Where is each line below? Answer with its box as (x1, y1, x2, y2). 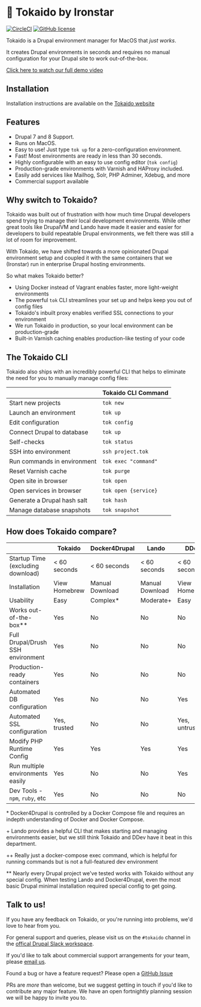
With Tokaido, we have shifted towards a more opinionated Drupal (6, 248, 169, 255)
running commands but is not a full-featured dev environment (6, 858, 159, 865)
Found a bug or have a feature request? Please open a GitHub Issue (6, 969, 173, 976)
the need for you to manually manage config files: (6, 375, 129, 382)
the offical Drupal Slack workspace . (6, 940, 95, 947)
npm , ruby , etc (9, 794, 47, 802)
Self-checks (9, 438, 45, 446)
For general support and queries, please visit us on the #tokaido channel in (6, 933, 191, 940)
